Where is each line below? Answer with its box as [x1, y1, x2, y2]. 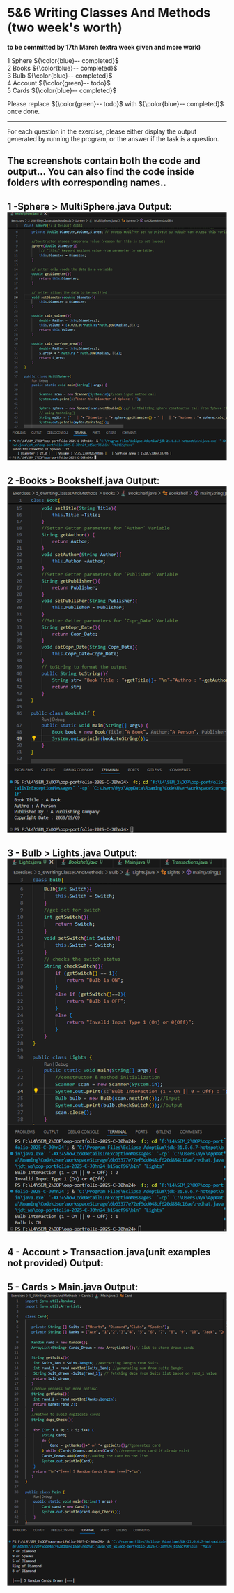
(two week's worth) [7, 20, 123, 36]
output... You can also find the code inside [7, 166, 195, 178]
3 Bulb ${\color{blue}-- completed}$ [7, 71, 113, 80]
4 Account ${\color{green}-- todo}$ [7, 78, 111, 87]
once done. [7, 107, 40, 115]
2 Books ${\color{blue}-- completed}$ [7, 64, 118, 72]
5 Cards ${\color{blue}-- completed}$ [7, 86, 117, 94]
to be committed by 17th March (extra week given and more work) [7, 43, 201, 51]
